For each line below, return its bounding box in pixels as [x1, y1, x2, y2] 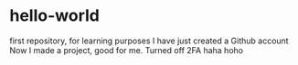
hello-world [9, 5, 101, 26]
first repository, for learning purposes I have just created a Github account [9, 35, 290, 46]
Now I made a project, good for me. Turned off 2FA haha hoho [9, 44, 244, 55]
